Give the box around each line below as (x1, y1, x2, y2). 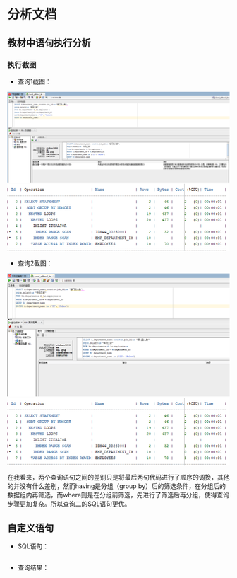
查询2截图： (17, 259, 53, 267)
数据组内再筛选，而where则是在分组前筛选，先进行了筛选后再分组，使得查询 (7, 490, 230, 499)
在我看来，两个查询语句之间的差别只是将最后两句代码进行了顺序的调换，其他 (7, 473, 230, 481)
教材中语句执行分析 (7, 37, 91, 49)
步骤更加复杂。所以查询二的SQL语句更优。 (7, 499, 131, 508)
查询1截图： (17, 77, 51, 86)
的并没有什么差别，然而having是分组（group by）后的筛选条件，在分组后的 (7, 482, 226, 490)
